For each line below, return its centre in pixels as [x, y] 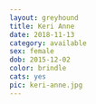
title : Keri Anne [42, 26]
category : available [48, 43]
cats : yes [28, 77]
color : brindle [38, 69]
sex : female [32, 52]
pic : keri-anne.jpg [46, 85]
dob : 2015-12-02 [40, 60]
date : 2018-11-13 [42, 34]
